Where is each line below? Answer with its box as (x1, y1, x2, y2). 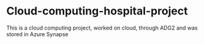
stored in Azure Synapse (6, 30, 69, 37)
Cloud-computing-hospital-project (6, 4, 188, 18)
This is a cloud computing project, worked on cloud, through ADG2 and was (6, 24, 198, 31)
